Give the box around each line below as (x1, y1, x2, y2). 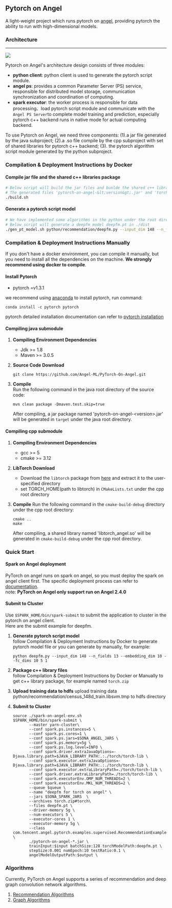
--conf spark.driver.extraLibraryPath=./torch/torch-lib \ (29, 771, 158, 777)
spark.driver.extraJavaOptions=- (45, 749, 116, 754)
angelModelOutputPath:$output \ (29, 852, 98, 858)
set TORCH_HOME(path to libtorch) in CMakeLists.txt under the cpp (20, 486, 164, 492)
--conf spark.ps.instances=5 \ (29, 726, 96, 732)
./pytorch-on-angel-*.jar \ (29, 839, 89, 844)
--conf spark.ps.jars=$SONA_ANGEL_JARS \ (29, 736, 119, 741)
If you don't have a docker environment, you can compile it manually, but (5, 250, 159, 257)
